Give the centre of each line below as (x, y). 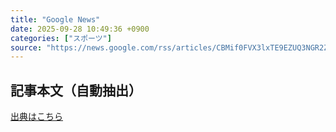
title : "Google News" (55, 19)
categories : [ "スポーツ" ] (61, 38)
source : (26, 47)
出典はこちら (36, 117)
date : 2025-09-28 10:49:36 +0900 (80, 29)
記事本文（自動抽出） (76, 90)
